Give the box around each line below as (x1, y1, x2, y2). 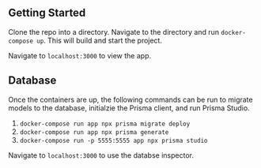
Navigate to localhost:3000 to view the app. (8, 50, 152, 60)
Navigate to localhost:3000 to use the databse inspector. (8, 150, 194, 160)
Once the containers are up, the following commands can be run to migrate (8, 95, 253, 104)
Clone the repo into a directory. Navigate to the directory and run (8, 27, 220, 36)
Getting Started (8, 6, 86, 20)
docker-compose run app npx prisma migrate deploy (19, 120, 191, 128)
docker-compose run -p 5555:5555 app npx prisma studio (19, 136, 208, 144)
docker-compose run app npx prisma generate (19, 128, 169, 136)
